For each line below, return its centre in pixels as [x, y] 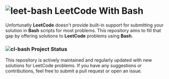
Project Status [49, 49]
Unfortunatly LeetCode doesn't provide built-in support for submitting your [84, 25]
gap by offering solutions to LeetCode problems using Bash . [69, 36]
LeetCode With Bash [99, 11]
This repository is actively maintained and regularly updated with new [79, 60]
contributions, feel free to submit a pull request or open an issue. [74, 71]
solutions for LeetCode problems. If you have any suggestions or [74, 66]
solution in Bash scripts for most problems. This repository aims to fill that [83, 30]
